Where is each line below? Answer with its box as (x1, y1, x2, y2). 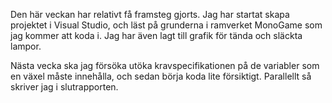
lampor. (10, 40, 42, 52)
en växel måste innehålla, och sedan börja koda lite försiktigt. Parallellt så (10, 70, 312, 82)
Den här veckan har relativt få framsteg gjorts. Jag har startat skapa (10, 9, 290, 20)
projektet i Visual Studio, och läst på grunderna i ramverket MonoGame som (10, 19, 323, 31)
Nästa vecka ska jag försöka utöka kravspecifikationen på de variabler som (10, 60, 320, 71)
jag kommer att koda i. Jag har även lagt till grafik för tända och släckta (10, 30, 303, 41)
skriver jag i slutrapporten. (10, 81, 119, 93)
